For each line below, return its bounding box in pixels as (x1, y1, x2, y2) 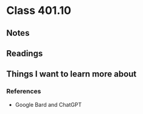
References (6, 87, 41, 96)
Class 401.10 (6, 4, 72, 18)
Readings (6, 48, 43, 58)
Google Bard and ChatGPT (15, 101, 82, 108)
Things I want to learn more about (6, 69, 137, 79)
